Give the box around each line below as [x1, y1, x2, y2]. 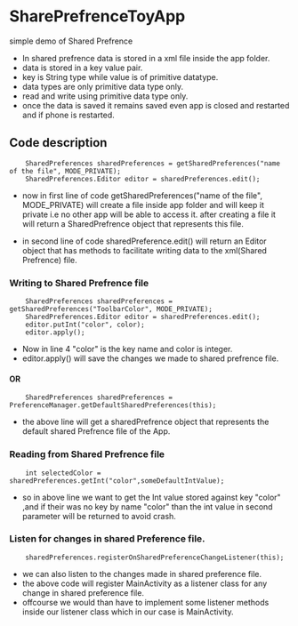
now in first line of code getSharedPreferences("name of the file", [21, 189, 262, 201]
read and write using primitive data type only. [21, 91, 189, 101]
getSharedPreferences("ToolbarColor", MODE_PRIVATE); [9, 305, 213, 314]
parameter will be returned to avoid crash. [21, 510, 176, 521]
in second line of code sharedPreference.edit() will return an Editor [21, 236, 267, 246]
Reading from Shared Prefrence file [9, 448, 165, 461]
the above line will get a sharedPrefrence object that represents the [21, 416, 270, 428]
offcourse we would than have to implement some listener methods [21, 597, 270, 607]
